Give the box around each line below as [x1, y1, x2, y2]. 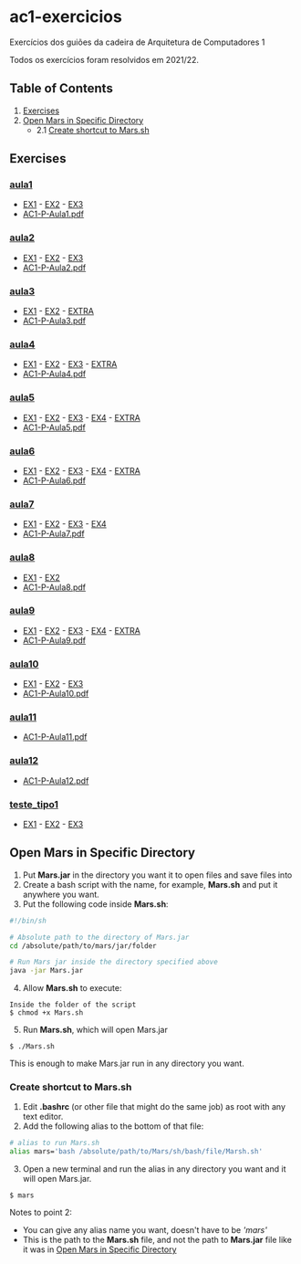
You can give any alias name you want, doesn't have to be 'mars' [22, 1225, 267, 1236]
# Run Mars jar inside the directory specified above [9, 957, 219, 967]
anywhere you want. [22, 889, 100, 900]
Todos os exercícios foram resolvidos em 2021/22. [9, 54, 199, 65]
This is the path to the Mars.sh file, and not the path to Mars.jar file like [22, 1235, 292, 1246]
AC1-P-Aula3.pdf [22, 315, 87, 326]
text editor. [22, 1111, 64, 1122]
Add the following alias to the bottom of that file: [22, 1121, 204, 1132]
